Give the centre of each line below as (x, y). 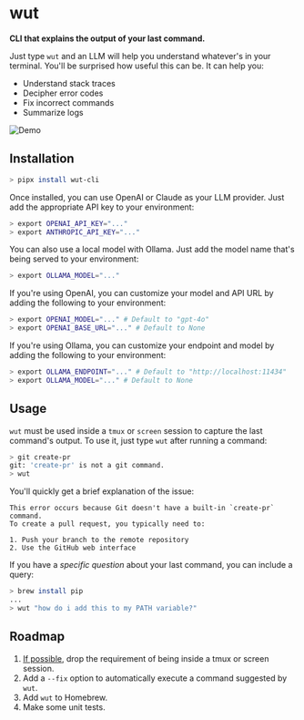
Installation (42, 159)
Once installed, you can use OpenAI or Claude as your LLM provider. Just (147, 197)
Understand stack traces (69, 83)
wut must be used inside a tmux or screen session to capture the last (136, 430)
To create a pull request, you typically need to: (107, 524)
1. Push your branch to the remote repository (99, 540)
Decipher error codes (63, 93)
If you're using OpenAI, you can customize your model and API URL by (142, 293)
